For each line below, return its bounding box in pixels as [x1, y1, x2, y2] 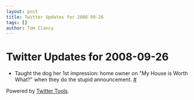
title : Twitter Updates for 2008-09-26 [6, 14, 104, 20]
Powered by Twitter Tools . [6, 88, 69, 95]
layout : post [6, 8, 38, 15]
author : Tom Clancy [6, 25, 54, 31]
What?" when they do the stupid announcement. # [14, 76, 137, 83]
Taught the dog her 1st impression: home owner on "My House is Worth [14, 70, 188, 77]
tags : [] [6, 19, 28, 25]
